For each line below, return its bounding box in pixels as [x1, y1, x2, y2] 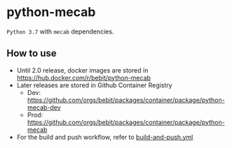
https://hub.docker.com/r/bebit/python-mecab [16, 73, 151, 82]
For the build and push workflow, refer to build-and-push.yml [16, 133, 193, 141]
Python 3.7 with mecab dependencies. [6, 27, 114, 36]
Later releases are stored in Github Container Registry [16, 81, 172, 89]
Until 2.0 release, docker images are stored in [16, 66, 149, 74]
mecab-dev [27, 103, 61, 112]
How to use [6, 47, 57, 59]
